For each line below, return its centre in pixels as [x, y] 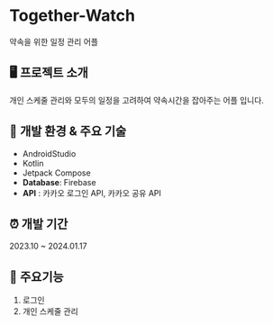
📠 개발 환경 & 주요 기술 [68, 131]
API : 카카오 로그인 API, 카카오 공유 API [92, 193]
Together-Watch [72, 16]
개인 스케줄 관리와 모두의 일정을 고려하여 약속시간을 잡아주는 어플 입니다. [136, 100]
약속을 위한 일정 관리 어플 [54, 41]
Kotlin [33, 163]
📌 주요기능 [37, 277]
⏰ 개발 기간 [39, 224]
